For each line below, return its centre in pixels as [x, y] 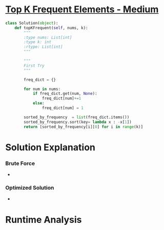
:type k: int [38, 42]
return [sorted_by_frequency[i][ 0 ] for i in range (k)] [84, 127]
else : [38, 103]
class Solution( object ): [32, 23]
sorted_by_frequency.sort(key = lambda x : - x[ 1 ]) [78, 122]
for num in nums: [42, 89]
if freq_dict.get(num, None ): [65, 94]
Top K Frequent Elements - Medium [82, 9]
